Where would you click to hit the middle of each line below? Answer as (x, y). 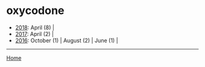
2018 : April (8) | (35, 27)
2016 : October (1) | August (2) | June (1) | (67, 40)
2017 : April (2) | (34, 33)
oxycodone (35, 11)
